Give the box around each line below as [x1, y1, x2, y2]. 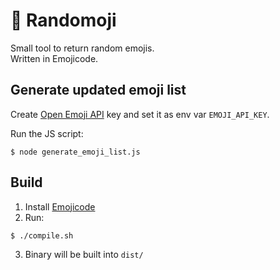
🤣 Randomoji [10, 9, 117, 32]
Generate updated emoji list [10, 82, 187, 99]
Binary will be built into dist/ [24, 248, 144, 260]
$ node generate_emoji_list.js [10, 147, 141, 157]
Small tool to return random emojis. [10, 42, 155, 54]
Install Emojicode [24, 200, 96, 213]
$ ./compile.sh [10, 230, 74, 241]
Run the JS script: [10, 127, 84, 139]
